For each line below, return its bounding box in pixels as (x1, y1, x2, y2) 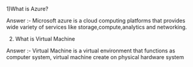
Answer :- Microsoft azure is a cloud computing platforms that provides (6, 17, 186, 24)
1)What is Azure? (6, 5, 49, 12)
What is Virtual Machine (15, 35, 75, 42)
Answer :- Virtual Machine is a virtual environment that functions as (6, 47, 175, 54)
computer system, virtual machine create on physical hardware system (6, 54, 184, 60)
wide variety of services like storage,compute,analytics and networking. (6, 24, 188, 30)
